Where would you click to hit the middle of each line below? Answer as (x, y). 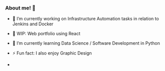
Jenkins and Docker (33, 24)
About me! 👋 (20, 8)
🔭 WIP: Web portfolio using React (46, 34)
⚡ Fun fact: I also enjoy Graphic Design (52, 53)
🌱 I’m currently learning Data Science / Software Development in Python (86, 43)
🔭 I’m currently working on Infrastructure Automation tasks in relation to (85, 19)
